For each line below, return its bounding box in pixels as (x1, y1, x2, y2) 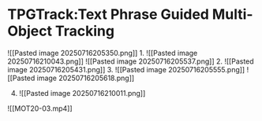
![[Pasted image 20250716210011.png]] (18, 88, 146, 97)
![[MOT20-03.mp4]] (7, 104, 73, 113)
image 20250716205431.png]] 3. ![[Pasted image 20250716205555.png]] (7, 64, 245, 74)
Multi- (211, 5, 253, 24)
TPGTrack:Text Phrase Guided (7, 5, 210, 24)
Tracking (54, 22, 115, 40)
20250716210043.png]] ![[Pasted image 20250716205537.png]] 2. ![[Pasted (7, 57, 254, 66)
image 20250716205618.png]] (36, 73, 135, 82)
